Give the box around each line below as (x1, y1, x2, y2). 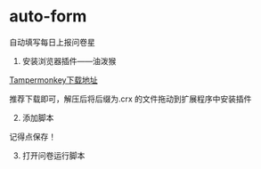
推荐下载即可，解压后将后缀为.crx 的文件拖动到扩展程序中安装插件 (9, 93, 252, 104)
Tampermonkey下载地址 (9, 74, 98, 85)
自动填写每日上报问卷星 (9, 36, 95, 47)
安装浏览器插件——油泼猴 (21, 55, 117, 66)
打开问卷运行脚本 (21, 149, 86, 161)
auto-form (9, 6, 87, 27)
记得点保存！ (9, 131, 56, 141)
